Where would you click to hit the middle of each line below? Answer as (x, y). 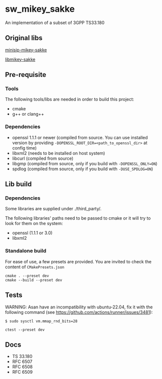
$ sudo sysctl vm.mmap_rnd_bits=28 (41, 321)
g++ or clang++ (28, 114)
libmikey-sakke (20, 59)
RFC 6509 (22, 372)
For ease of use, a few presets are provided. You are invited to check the (78, 261)
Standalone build (26, 251)
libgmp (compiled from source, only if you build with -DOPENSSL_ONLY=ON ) (85, 163)
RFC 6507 (22, 362)
